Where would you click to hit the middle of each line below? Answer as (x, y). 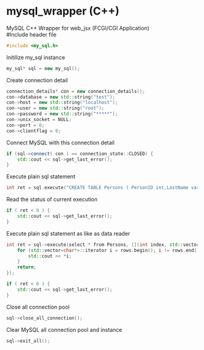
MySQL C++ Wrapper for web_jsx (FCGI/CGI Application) (78, 28)
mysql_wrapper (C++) (63, 11)
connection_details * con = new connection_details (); (76, 91)
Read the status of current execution (52, 200)
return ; (27, 267)
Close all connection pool (38, 307)
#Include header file (31, 34)
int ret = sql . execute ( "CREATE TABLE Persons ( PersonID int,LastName (97, 188)
